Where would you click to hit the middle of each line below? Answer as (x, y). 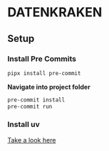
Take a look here (32, 140)
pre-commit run (30, 106)
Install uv (24, 125)
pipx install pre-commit (44, 73)
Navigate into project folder (49, 86)
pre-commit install (36, 100)
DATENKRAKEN (55, 12)
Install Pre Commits (42, 59)
